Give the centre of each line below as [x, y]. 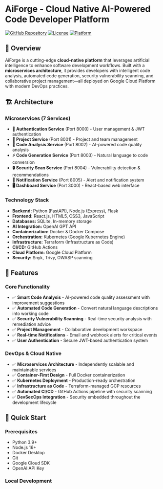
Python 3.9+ [25, 442]
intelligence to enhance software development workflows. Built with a [75, 65]
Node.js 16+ [24, 447]
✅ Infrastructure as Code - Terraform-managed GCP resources [76, 386]
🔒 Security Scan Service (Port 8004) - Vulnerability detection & [76, 168]
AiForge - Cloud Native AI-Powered [78, 9]
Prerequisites [21, 432]
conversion [23, 162]
